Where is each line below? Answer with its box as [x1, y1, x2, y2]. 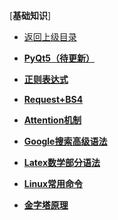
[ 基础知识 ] [9, 10, 52, 21]
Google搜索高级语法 [23, 135, 108, 147]
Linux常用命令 [23, 178, 84, 189]
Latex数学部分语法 [23, 157, 101, 168]
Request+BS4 [23, 94, 84, 105]
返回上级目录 [23, 31, 77, 43]
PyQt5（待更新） [23, 52, 96, 64]
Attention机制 [23, 114, 82, 126]
